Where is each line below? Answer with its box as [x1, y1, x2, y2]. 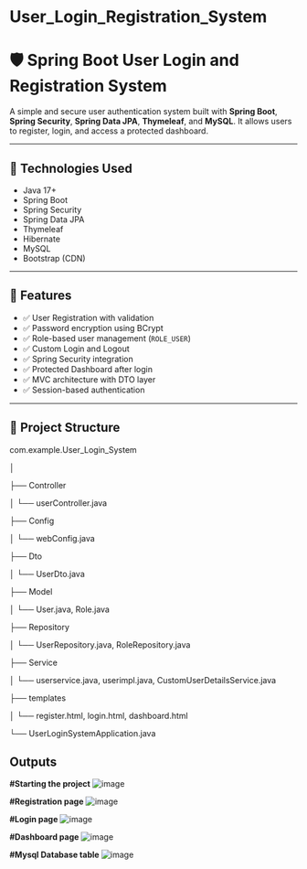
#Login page [9, 814, 58, 825]
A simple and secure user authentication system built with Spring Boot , [9, 106, 278, 117]
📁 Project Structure [9, 420, 121, 435]
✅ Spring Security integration [22, 353, 134, 364]
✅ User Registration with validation [22, 312, 154, 323]
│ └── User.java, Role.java [9, 604, 110, 615]
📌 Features [9, 288, 72, 304]
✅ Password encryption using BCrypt [22, 322, 164, 333]
